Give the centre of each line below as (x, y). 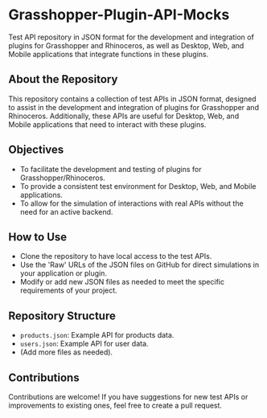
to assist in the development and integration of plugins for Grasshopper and (134, 107)
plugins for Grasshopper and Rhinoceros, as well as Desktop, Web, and (126, 45)
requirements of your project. (69, 290)
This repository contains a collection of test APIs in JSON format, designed (132, 99)
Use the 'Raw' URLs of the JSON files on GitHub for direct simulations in (140, 265)
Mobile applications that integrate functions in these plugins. (109, 54)
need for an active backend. (66, 211)
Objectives (36, 150)
